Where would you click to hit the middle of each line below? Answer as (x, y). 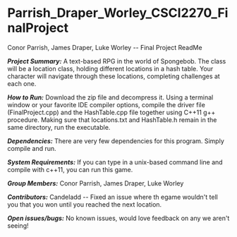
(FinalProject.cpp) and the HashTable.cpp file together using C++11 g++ (111, 112)
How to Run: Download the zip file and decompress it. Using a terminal (110, 97)
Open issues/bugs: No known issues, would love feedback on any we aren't (119, 218)
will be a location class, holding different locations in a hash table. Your (110, 68)
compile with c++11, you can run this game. (70, 169)
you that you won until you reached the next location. (85, 204)
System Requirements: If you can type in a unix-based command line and (115, 162)
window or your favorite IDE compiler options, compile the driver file (107, 104)
